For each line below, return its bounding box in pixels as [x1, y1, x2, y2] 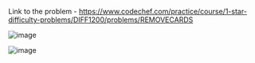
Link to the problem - [8, 7, 77, 16]
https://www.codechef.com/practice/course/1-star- [78, 7, 247, 16]
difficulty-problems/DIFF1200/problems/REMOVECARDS [8, 15, 194, 24]
